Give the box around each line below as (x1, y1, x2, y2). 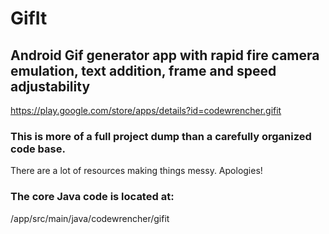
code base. (10, 142, 66, 156)
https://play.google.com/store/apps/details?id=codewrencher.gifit (10, 105, 282, 116)
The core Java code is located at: (10, 190, 175, 204)
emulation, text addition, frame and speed (10, 62, 277, 79)
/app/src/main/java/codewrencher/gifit (10, 212, 170, 224)
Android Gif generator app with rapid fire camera (10, 47, 320, 64)
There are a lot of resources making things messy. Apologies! (10, 165, 263, 177)
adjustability (10, 78, 91, 95)
